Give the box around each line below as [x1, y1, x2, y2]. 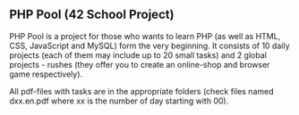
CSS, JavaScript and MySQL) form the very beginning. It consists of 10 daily [9, 40, 290, 51]
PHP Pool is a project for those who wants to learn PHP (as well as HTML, [9, 30, 281, 41]
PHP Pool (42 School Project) [9, 7, 175, 22]
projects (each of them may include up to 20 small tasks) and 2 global [9, 49, 267, 61]
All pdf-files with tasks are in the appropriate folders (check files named [9, 86, 275, 96]
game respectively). [9, 69, 83, 79]
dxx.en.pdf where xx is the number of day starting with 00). [9, 95, 229, 106]
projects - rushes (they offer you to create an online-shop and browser [9, 59, 270, 70]
